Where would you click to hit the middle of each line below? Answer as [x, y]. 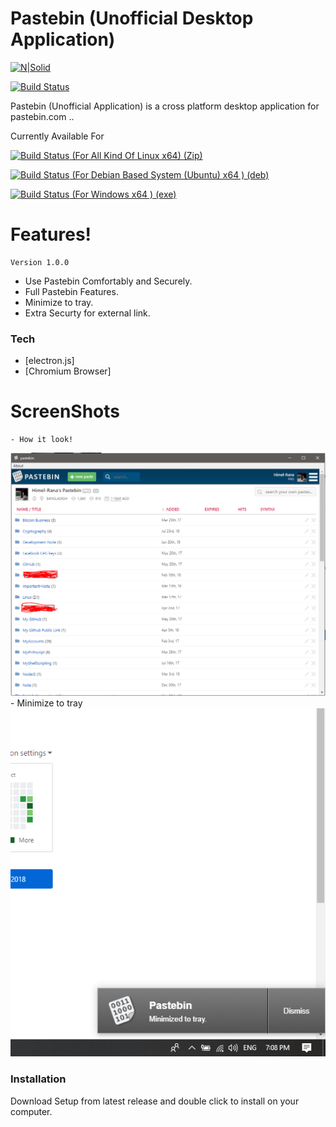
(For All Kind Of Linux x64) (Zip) [137, 155]
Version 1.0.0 [40, 262]
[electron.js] [49, 361]
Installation [38, 1079]
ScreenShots [65, 411]
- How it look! [42, 440]
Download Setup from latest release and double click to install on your [155, 1101]
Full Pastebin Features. [71, 291]
